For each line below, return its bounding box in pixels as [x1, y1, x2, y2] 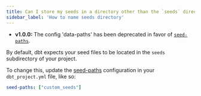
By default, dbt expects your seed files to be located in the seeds [6, 48, 166, 55]
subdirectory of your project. [6, 55, 77, 62]
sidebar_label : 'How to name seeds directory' [6, 14, 124, 20]
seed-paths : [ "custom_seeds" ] [6, 84, 82, 90]
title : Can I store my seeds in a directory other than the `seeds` [6, 8, 181, 15]
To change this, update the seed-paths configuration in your [6, 66, 155, 73]
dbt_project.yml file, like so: [6, 73, 76, 80]
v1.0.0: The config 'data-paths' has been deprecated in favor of [14, 30, 173, 38]
